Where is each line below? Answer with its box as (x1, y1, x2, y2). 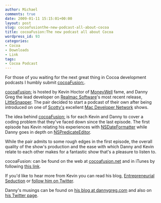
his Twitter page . (5, 192, 39, 199)
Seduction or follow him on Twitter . (5, 178, 74, 184)
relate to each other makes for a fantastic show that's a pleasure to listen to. (5, 149, 157, 155)
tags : (5, 57, 16, 62)
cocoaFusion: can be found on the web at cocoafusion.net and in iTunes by (5, 158, 155, 164)
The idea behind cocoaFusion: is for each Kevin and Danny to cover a (5, 114, 144, 120)
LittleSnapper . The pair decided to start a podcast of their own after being (5, 99, 152, 105)
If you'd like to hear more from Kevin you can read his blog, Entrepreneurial (5, 173, 155, 179)
